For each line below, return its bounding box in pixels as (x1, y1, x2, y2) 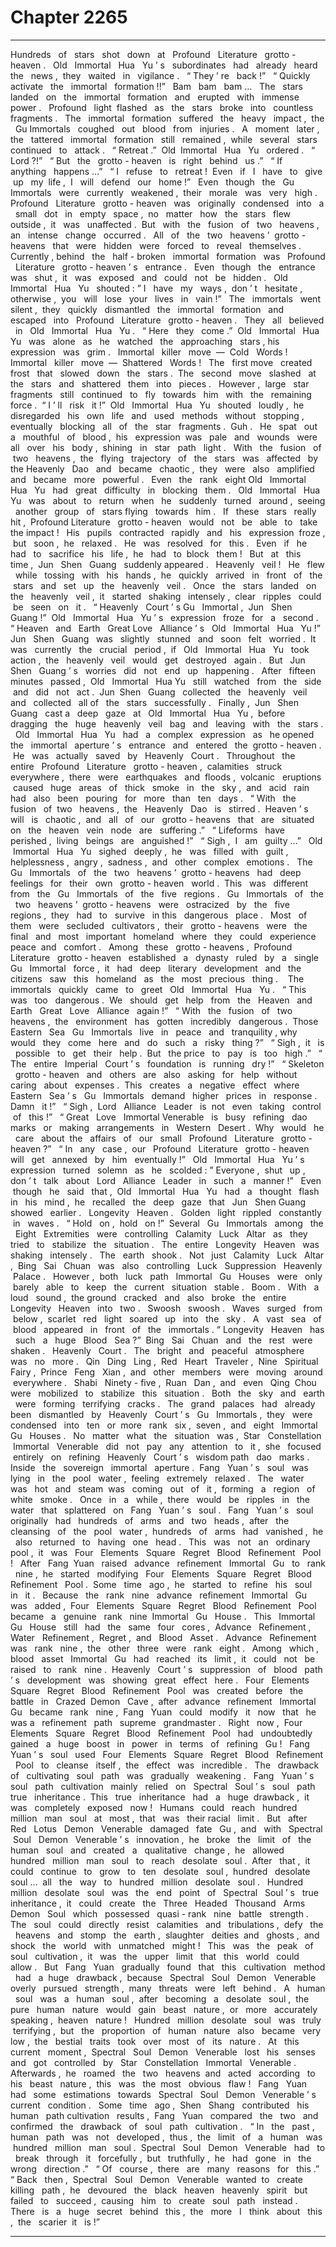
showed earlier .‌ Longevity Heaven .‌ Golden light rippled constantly (10, 1206, 322, 1218)
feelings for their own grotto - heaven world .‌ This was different (10, 877, 309, 889)
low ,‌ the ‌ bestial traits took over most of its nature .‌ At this (10, 2035, 300, 2047)
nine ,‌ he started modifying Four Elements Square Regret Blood (14, 1567, 312, 1580)
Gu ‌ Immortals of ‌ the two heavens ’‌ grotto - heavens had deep (10, 866, 302, 878)
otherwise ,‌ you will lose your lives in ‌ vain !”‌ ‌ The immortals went (10, 292, 321, 305)
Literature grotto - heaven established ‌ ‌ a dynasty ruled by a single (10, 951, 319, 963)
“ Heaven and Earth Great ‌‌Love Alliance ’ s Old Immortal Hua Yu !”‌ (10, 622, 321, 634)
